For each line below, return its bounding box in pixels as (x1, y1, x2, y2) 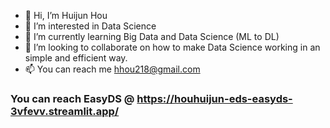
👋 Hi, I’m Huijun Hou (24, 10, 108, 21)
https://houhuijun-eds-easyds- (136, 91, 293, 105)
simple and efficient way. (24, 52, 128, 64)
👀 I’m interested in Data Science (24, 20, 157, 32)
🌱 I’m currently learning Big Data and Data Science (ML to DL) (24, 31, 280, 42)
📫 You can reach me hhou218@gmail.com (24, 63, 201, 75)
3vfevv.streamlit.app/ (10, 104, 120, 118)
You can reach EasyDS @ (10, 91, 135, 105)
